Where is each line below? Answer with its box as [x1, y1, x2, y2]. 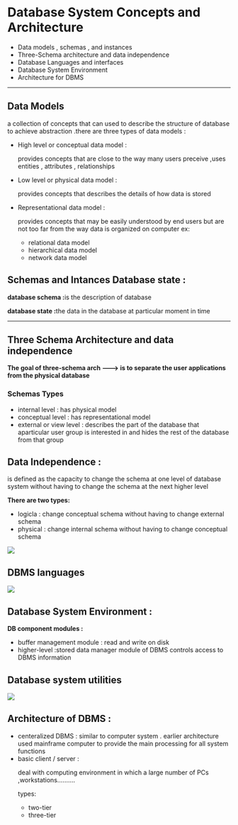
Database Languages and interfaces [17, 58, 124, 66]
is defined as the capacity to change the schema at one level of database [7, 475, 222, 483]
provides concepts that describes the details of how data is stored [17, 189, 211, 198]
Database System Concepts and [7, 4, 200, 21]
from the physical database [7, 371, 90, 380]
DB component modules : [7, 625, 84, 633]
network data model [28, 253, 87, 261]
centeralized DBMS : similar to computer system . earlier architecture [17, 731, 220, 740]
